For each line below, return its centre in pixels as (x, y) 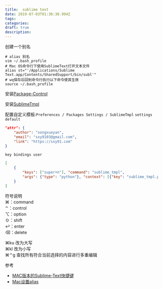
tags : (10, 18)
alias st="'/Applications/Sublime (40, 71)
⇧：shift (14, 220)
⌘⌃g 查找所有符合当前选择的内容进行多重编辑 (51, 255)
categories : (17, 23)
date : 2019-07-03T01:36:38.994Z (38, 14)
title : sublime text (27, 9)
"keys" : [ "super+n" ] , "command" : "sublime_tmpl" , (73, 172)
